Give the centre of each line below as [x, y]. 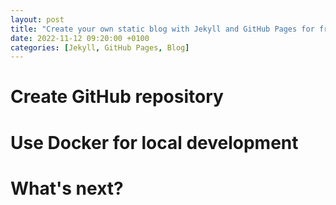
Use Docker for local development [154, 142]
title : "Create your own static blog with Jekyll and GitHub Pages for [162, 29]
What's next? [67, 188]
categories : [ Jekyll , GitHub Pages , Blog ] [100, 47]
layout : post [37, 19]
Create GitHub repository [117, 97]
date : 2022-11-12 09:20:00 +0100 [80, 38]
